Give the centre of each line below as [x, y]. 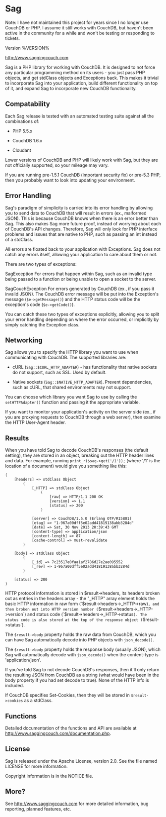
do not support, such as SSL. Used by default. [59, 372]
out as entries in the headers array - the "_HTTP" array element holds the [80, 599]
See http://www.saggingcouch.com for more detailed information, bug [77, 804]
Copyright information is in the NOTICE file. [49, 776]
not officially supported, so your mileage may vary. [57, 165]
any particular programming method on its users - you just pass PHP [75, 72]
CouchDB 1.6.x [27, 140]
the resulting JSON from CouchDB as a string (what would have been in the [82, 675]
